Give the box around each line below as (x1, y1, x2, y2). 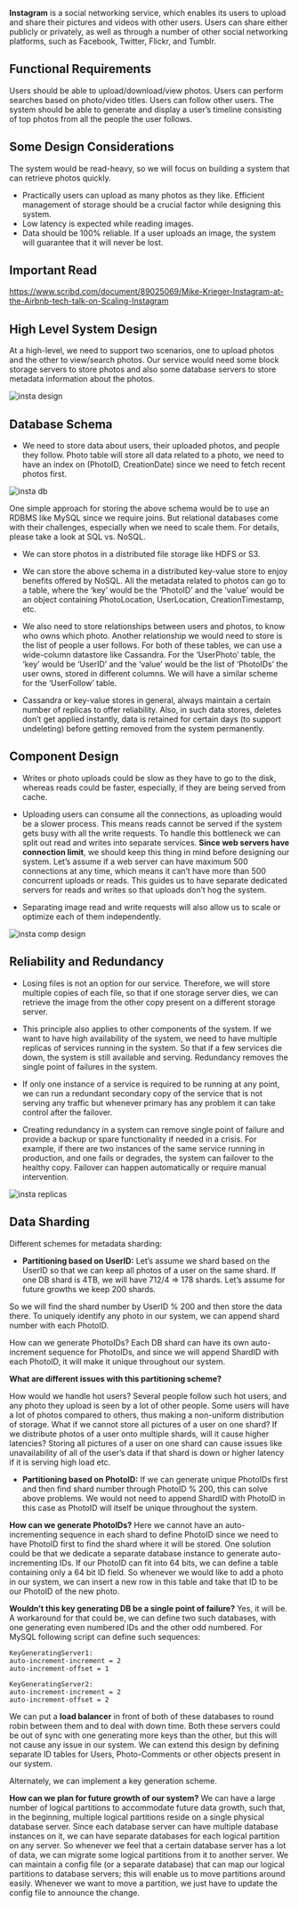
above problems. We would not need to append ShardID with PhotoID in (21, 1492, 286, 1503)
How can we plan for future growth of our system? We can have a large (9, 1792, 276, 1803)
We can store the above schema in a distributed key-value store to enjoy (21, 566, 288, 577)
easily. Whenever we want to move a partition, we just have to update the (9, 1878, 278, 1888)
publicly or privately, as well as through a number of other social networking (9, 27, 288, 36)
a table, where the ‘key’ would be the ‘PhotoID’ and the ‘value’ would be (21, 585, 285, 595)
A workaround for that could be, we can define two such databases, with (9, 1612, 277, 1623)
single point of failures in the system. (21, 1061, 158, 1071)
